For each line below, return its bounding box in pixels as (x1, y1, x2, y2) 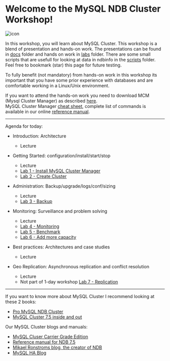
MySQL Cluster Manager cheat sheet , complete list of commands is (5, 103, 146, 109)
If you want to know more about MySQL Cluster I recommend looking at (5, 293, 155, 299)
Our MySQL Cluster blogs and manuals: (5, 323, 88, 330)
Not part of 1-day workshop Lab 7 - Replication (20, 278, 118, 284)
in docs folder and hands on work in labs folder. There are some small (5, 51, 151, 57)
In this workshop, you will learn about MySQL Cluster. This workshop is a (5, 40, 157, 46)
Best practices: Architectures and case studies (12, 244, 110, 250)
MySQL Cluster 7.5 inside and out (12, 314, 82, 320)
